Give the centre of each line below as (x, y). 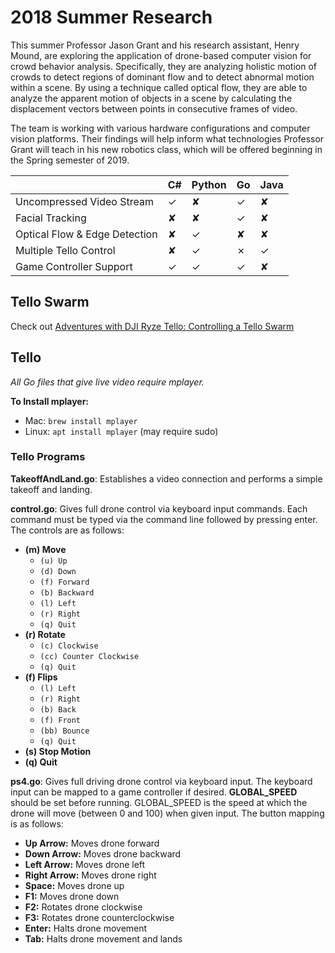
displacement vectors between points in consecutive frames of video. (154, 108)
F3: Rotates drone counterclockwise (99, 917)
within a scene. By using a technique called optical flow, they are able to (159, 87)
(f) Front (60, 720)
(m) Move (45, 549)
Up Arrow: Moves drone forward (92, 843)
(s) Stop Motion (58, 751)
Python (209, 184)
